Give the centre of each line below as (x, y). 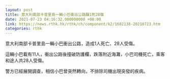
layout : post (19, 10)
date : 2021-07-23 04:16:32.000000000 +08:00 (53, 19)
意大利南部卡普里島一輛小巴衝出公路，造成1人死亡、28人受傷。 (71, 44)
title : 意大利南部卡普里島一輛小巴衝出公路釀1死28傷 (55, 15)
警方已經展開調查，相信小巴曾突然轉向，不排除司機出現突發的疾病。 (77, 71)
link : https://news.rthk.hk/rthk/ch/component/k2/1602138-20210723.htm (83, 24)
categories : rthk (24, 29)
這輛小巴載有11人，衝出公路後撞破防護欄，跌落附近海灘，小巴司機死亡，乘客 (85, 54)
